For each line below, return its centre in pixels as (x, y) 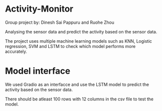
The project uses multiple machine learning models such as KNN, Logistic (79, 41)
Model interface (38, 71)
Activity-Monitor (39, 9)
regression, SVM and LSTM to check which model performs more (70, 46)
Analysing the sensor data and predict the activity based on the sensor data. (81, 32)
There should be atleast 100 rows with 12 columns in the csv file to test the (79, 99)
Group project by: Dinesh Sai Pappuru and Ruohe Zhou (60, 22)
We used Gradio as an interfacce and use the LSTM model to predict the (77, 84)
